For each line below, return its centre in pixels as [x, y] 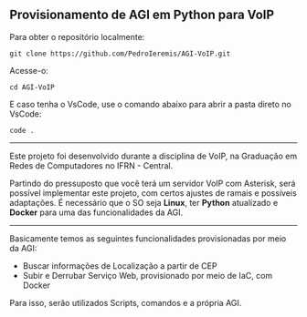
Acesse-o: [29, 70]
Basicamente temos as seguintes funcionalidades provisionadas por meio [148, 238]
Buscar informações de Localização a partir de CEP [120, 266]
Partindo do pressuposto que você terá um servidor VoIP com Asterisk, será [153, 183]
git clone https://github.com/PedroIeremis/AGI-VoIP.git [120, 54]
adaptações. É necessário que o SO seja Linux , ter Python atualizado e [144, 202]
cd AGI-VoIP [32, 87]
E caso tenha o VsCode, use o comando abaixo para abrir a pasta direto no [151, 104]
